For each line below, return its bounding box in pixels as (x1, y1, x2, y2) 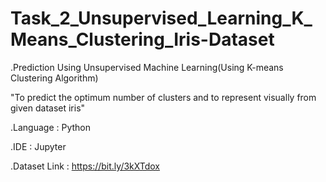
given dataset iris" (10, 102, 86, 114)
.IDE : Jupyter (10, 140, 67, 152)
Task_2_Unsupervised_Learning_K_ (10, 7, 313, 30)
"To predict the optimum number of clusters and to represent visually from (10, 91, 317, 103)
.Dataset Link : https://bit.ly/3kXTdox (10, 160, 160, 172)
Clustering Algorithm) (10, 72, 99, 84)
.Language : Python (10, 121, 92, 133)
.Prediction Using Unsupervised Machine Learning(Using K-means (10, 61, 284, 73)
